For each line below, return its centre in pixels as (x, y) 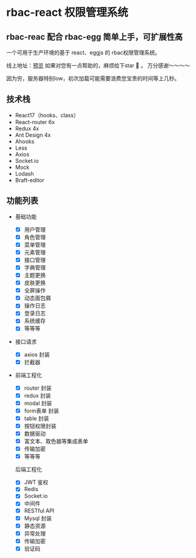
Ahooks (25, 141)
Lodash (25, 173)
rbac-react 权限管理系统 (67, 12)
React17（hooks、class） (47, 115)
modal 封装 (38, 403)
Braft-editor (29, 180)
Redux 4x (27, 128)
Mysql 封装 (38, 518)
